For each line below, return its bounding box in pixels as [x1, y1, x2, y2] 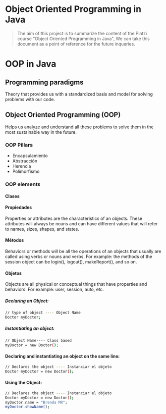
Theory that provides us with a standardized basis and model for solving [5, 91, 153, 97]
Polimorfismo [12, 168, 40, 174]
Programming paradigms [5, 78, 84, 86]
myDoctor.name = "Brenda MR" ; [5, 400, 68, 405]
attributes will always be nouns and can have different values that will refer [5, 220, 158, 226]
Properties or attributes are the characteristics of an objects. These [5, 215, 143, 221]
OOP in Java [5, 58, 56, 70]
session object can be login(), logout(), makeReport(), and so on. [5, 259, 137, 264]
